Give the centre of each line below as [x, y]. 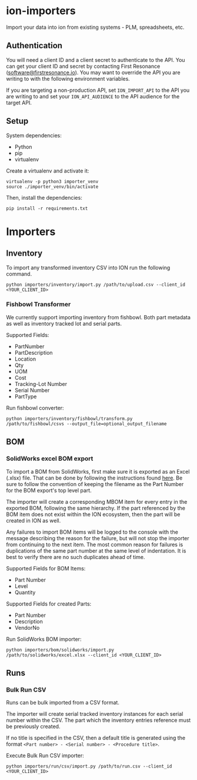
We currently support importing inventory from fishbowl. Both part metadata [98, 317]
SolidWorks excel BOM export [50, 459]
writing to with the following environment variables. [68, 78]
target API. [19, 103]
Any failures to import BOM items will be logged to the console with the [92, 532]
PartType [26, 396]
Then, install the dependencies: [44, 197]
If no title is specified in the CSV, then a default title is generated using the [96, 738]
